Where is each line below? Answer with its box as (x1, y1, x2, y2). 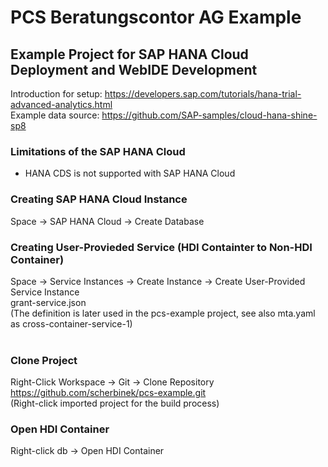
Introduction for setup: (10, 88, 103, 100)
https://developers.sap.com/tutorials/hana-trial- (104, 88, 302, 100)
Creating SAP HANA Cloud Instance (10, 192, 188, 206)
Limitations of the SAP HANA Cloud (10, 144, 186, 158)
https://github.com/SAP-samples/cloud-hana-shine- (101, 109, 318, 121)
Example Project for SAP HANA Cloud (10, 46, 249, 63)
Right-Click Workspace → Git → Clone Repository (10, 376, 215, 388)
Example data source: (10, 109, 100, 121)
